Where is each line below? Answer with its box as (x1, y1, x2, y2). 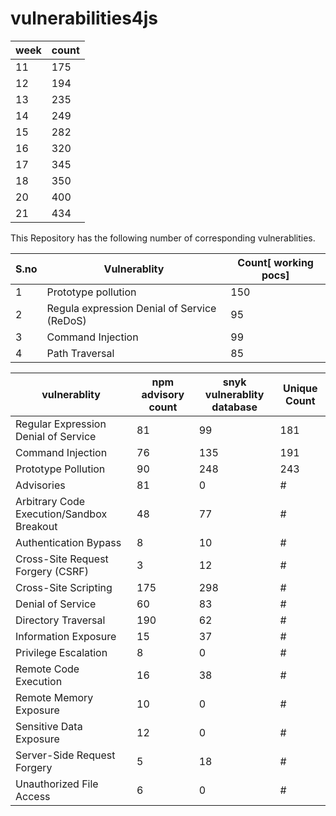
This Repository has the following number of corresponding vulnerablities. (10, 232, 316, 244)
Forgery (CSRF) (15, 564, 90, 578)
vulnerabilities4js (10, 7, 159, 30)
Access (15, 789, 51, 803)
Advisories (15, 478, 66, 492)
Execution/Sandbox (15, 507, 108, 521)
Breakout (15, 519, 58, 533)
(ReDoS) (46, 313, 87, 327)
